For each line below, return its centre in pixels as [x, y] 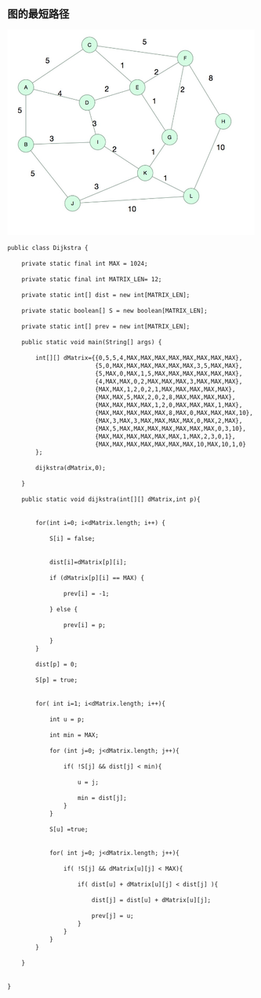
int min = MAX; [74, 735]
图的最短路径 [38, 14]
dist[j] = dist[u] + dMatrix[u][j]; [151, 900]
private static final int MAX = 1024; [85, 263]
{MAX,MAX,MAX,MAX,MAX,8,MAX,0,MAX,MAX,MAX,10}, [174, 413]
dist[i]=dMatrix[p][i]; [88, 562]
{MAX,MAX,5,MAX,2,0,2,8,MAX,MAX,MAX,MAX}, [165, 397]
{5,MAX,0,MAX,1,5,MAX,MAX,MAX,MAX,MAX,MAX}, [169, 373]
